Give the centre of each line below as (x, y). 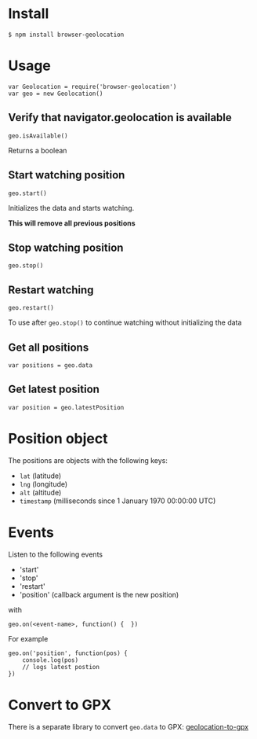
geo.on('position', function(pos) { (68, 653)
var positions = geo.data (50, 365)
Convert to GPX (60, 705)
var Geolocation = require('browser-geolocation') (92, 86)
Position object (58, 438)
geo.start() (27, 193)
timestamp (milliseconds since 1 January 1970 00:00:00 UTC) (118, 501)
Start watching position (67, 175)
